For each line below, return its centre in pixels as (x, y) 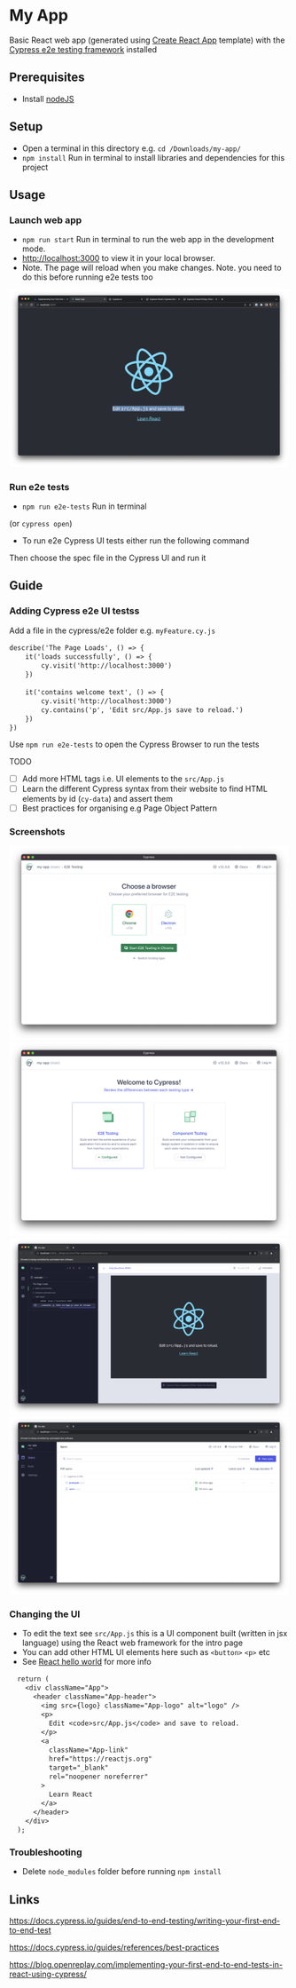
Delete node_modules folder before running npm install (121, 1872)
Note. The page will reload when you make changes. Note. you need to (152, 268)
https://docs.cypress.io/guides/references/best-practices (114, 1948)
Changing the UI (45, 1614)
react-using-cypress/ (48, 1974)
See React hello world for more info (87, 1662)
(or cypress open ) (41, 523)
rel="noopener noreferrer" (98, 1777)
